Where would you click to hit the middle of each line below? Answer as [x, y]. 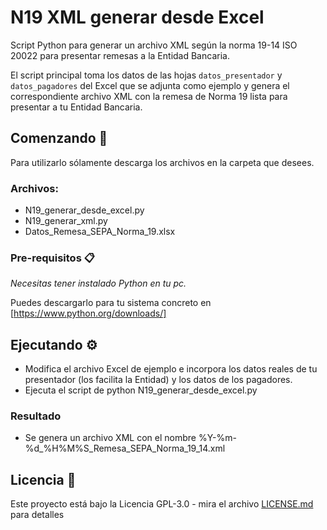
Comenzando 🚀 [59, 138]
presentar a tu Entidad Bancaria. [76, 107]
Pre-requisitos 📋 [52, 258]
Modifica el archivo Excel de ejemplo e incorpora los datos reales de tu [171, 369]
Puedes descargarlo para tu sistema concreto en [111, 303]
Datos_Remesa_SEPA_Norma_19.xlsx [100, 232]
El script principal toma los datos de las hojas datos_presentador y [146, 75]
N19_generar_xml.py [66, 221]
